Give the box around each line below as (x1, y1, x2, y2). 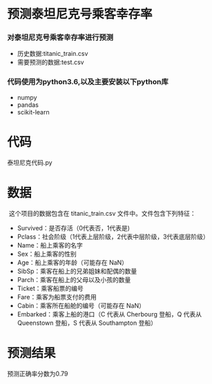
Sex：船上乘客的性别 (17, 250, 77, 258)
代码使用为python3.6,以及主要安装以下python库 (7, 77, 168, 87)
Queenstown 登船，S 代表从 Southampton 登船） (17, 319, 157, 327)
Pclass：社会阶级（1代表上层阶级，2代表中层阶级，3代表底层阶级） (17, 232, 209, 241)
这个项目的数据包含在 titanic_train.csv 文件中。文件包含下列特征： (8, 209, 196, 217)
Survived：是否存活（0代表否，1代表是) (17, 223, 130, 232)
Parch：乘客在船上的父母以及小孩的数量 (17, 275, 131, 283)
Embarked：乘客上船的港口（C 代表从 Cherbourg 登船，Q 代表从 (17, 310, 202, 318)
